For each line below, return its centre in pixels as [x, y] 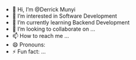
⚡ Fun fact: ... [29, 51]
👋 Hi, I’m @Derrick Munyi [43, 9]
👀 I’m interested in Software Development [65, 16]
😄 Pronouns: [29, 45]
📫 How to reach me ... [40, 36]
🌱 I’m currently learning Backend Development [71, 22]
